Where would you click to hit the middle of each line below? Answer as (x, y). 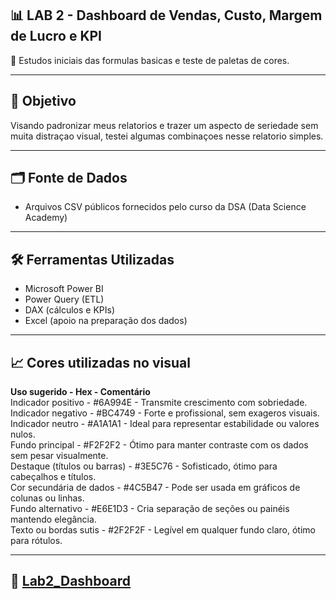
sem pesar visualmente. (59, 456)
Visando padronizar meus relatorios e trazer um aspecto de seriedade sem (164, 125)
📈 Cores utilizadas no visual (100, 362)
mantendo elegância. (53, 519)
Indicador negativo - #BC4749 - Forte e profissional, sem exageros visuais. (165, 413)
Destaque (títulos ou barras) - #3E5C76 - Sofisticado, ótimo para (144, 466)
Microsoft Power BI (64, 289)
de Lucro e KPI (56, 36)
